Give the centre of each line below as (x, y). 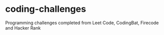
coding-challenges (46, 9)
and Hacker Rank (23, 28)
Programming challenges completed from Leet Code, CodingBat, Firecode (82, 23)
